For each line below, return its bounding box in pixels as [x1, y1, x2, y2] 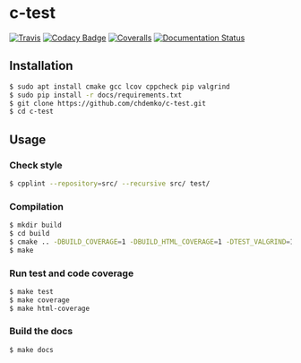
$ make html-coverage [9, 304, 90, 313]
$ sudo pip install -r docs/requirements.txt [9, 91, 182, 99]
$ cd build [9, 229, 50, 238]
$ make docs [9, 345, 54, 354]
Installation [9, 58, 73, 73]
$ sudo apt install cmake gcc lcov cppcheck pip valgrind [9, 82, 230, 91]
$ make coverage [9, 295, 70, 305]
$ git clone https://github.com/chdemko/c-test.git [9, 99, 206, 108]
